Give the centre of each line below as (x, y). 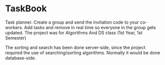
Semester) (16, 38)
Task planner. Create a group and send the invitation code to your (72, 22)
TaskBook (26, 9)
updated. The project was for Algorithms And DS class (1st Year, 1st (74, 32)
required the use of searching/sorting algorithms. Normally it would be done (83, 53)
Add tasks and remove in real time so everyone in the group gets (90, 27)
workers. (14, 27)
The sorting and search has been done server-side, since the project (75, 47)
